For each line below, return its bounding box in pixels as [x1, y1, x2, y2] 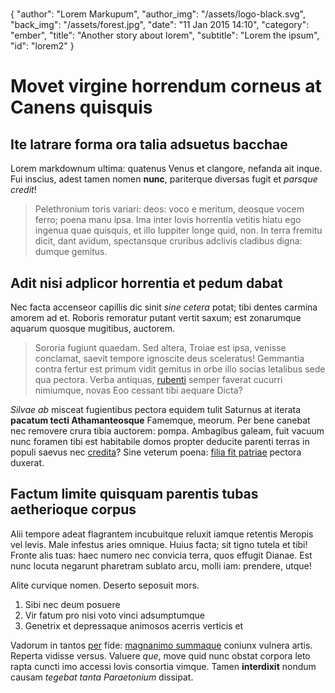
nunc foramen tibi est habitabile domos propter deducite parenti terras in [10, 436, 310, 447]
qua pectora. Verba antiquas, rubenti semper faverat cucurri [34, 374, 283, 385]
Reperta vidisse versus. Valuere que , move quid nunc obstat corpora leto [10, 649, 311, 662]
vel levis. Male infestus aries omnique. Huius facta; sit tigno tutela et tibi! [10, 538, 308, 550]
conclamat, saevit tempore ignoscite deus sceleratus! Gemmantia [34, 353, 305, 364]
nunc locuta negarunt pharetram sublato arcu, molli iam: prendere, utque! [10, 559, 312, 572]
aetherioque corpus [10, 501, 137, 518]
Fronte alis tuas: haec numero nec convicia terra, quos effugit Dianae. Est [10, 549, 313, 561]
